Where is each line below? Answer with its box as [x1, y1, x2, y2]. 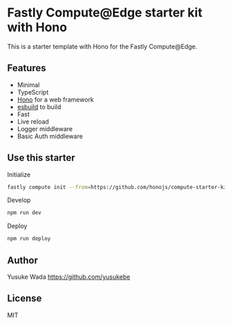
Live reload [17, 117, 50, 126]
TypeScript [17, 88, 49, 96]
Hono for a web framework [17, 95, 95, 104]
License [7, 293, 42, 304]
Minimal [17, 81, 40, 89]
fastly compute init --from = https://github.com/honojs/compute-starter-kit [7, 184, 230, 190]
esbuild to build [17, 102, 61, 111]
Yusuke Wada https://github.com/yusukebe [7, 273, 130, 281]
